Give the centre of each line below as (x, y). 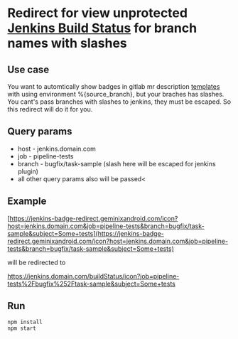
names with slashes (67, 43)
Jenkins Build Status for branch (102, 28)
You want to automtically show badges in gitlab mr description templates (114, 86)
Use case (28, 69)
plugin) (28, 171)
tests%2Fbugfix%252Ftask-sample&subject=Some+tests (91, 284)
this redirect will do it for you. (50, 109)
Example (27, 201)
